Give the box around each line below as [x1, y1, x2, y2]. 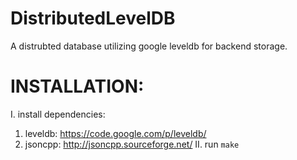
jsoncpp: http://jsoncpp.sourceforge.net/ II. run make [24, 138, 240, 150]
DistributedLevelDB [10, 7, 176, 30]
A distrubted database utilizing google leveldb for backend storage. [10, 40, 288, 52]
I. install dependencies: [10, 108, 106, 120]
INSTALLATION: [10, 75, 145, 98]
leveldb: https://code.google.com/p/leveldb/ [24, 127, 207, 139]
